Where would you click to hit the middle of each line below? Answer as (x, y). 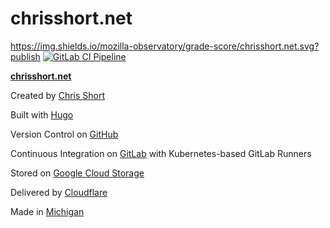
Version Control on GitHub (64, 134)
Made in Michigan (47, 211)
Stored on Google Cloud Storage (77, 173)
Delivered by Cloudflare (59, 192)
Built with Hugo (42, 114)
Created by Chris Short (58, 95)
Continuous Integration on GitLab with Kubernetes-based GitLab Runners (161, 153)
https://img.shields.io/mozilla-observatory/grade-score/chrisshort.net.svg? (165, 46)
